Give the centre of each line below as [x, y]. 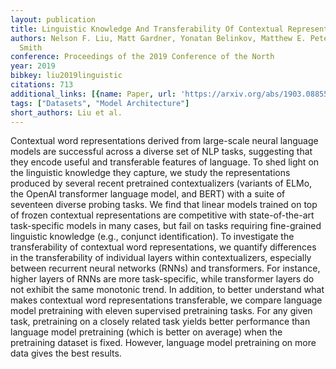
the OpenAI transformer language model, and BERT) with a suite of [148, 194]
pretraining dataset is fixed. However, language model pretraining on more [163, 343]
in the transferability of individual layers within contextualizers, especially [161, 258]
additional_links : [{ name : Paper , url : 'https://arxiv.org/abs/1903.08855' [171, 94]
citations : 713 [42, 85]
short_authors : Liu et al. [66, 112]
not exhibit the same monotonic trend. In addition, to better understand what [167, 290]
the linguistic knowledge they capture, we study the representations [150, 173]
